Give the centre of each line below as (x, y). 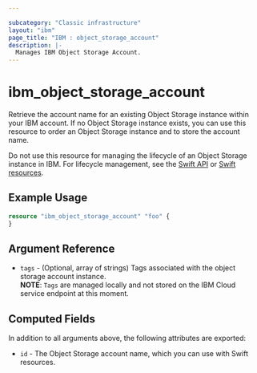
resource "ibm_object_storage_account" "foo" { (89, 216)
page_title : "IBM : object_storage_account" (84, 38)
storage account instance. (63, 277)
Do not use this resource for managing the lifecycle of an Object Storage (128, 156)
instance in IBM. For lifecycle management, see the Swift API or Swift (122, 164)
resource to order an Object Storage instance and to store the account (124, 132)
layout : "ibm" (32, 30)
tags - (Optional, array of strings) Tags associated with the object (128, 268)
